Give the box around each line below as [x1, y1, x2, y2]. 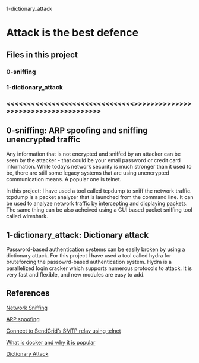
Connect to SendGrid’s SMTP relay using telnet [6, 327, 121, 334]
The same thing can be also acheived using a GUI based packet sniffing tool [6, 206, 193, 213]
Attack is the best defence [6, 26, 139, 39]
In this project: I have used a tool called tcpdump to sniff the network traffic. [6, 187, 192, 194]
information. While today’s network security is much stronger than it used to [6, 163, 192, 170]
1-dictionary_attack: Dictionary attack [6, 229, 149, 240]
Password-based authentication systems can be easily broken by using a [6, 246, 185, 253]
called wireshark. [6, 213, 49, 220]
